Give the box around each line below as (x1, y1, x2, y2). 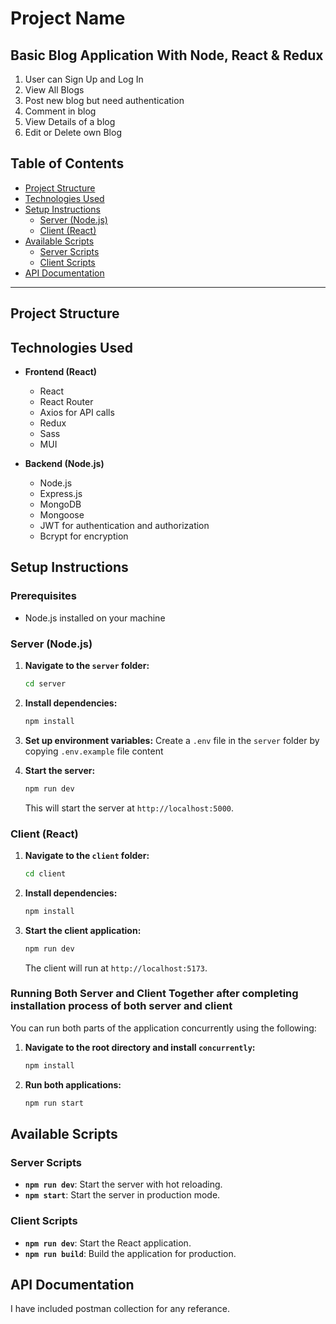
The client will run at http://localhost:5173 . (24, 962, 208, 974)
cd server (24, 679, 67, 689)
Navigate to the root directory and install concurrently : (24, 1041, 256, 1053)
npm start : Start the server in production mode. (24, 1189, 221, 1201)
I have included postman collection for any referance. (10, 1303, 230, 1315)
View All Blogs (24, 84, 85, 96)
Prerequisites (10, 589, 77, 603)
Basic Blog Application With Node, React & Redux (10, 47, 324, 64)
